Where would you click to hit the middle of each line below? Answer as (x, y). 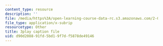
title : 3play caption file (32, 32)
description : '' (21, 14)
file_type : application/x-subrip (39, 23)
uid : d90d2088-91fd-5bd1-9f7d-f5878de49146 (50, 36)
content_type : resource (29, 9)
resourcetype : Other (26, 27)
